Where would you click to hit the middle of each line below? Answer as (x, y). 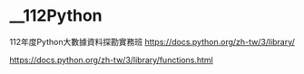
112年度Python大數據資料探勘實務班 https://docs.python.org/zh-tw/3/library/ (152, 42)
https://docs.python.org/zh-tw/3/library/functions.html (111, 60)
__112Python (56, 16)
